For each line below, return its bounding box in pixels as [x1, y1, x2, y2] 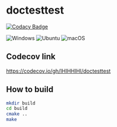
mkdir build [6, 100, 35, 106]
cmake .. [6, 111, 28, 117]
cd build [6, 106, 28, 112]
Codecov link [6, 51, 56, 62]
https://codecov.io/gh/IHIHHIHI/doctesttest [6, 67, 111, 74]
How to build [6, 84, 54, 95]
